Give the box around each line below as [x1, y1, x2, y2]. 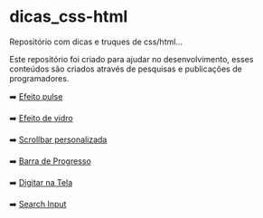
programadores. [9, 72, 70, 83]
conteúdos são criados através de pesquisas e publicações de [9, 63, 242, 74]
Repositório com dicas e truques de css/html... [9, 36, 183, 47]
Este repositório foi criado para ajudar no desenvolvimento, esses [9, 53, 254, 64]
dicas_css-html [9, 6, 128, 27]
